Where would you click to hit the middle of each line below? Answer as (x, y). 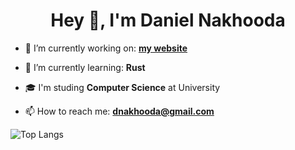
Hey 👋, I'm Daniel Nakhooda (168, 20)
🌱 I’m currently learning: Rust (85, 67)
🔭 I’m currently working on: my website (106, 48)
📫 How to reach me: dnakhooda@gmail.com (119, 111)
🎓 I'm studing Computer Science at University (122, 87)
